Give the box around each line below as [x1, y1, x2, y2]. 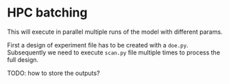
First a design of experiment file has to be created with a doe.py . [7, 41, 189, 49]
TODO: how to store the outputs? [7, 69, 101, 77]
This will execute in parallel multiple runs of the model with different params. [7, 28, 223, 36]
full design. [7, 55, 39, 63]
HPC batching [7, 5, 88, 21]
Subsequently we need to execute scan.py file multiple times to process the [7, 48, 221, 56]
